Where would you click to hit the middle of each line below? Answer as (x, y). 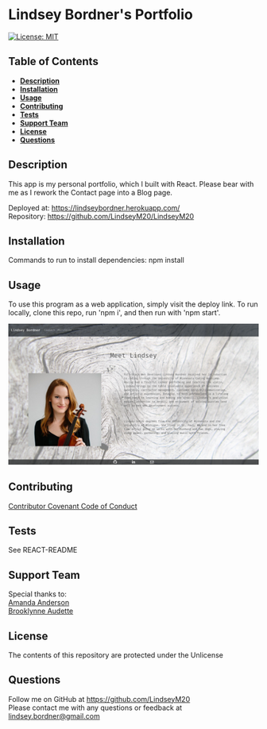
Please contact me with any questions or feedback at (95, 708)
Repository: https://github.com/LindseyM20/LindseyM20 (101, 216)
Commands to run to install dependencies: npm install (96, 260)
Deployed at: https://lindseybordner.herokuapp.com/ (94, 207)
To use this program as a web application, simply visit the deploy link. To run (133, 304)
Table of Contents (54, 62)
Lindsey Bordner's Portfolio (101, 15)
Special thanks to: (38, 594)
